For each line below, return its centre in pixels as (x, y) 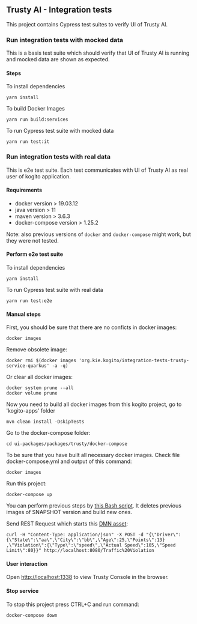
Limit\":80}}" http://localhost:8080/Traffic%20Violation (80, 551)
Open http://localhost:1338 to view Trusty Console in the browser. (88, 577)
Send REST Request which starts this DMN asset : (67, 524)
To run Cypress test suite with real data (55, 290)
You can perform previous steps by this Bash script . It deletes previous (94, 506)
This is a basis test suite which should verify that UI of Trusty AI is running (98, 53)
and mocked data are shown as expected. (58, 59)
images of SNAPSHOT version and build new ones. (69, 512)
